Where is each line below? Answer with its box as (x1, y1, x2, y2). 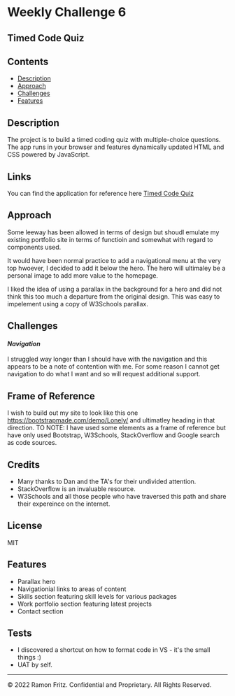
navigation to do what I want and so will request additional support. (7, 370, 201, 378)
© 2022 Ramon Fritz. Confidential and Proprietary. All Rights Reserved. (7, 681, 212, 689)
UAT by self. (17, 660, 52, 669)
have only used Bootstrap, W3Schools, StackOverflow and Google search (7, 431, 220, 439)
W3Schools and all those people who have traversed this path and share (17, 492, 227, 501)
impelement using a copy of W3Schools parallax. (7, 299, 149, 308)
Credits (7, 459, 41, 471)
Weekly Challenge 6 (7, 4, 127, 20)
